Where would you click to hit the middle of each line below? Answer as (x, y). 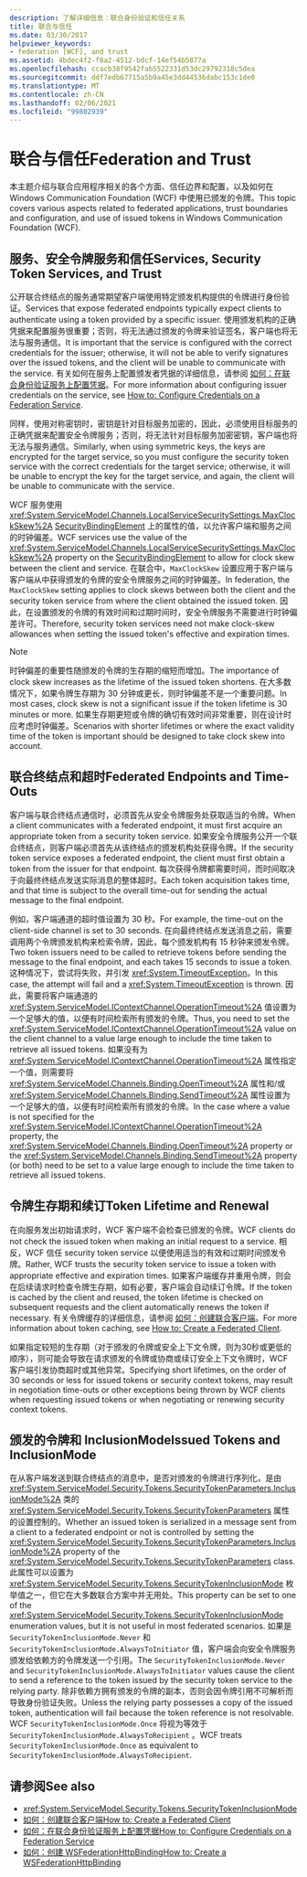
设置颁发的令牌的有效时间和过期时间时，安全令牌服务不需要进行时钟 (161, 612)
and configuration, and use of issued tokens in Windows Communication (146, 218)
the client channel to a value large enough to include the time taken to (141, 1038)
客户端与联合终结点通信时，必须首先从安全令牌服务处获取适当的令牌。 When (153, 815)
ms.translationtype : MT (55, 86)
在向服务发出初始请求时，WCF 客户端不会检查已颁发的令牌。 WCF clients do (153, 1230)
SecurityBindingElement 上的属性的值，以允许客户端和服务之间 (173, 526)
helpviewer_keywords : (51, 43)
